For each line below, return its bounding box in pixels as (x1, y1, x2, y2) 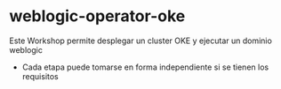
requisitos (21, 70, 60, 81)
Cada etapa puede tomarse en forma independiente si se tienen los (21, 62, 269, 72)
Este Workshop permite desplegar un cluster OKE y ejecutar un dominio (9, 35, 273, 46)
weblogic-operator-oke (9, 6, 186, 26)
